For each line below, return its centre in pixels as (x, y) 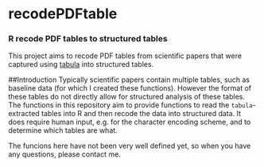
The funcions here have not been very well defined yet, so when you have (130, 146)
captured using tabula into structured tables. (81, 64)
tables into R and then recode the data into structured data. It (141, 114)
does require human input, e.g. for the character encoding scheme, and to (130, 122)
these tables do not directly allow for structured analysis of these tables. (126, 97)
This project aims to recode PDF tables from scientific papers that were (125, 56)
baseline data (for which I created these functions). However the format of (130, 88)
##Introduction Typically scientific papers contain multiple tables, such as (129, 80)
